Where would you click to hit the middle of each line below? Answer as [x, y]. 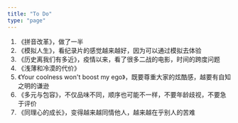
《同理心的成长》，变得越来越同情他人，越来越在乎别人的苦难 [106, 112]
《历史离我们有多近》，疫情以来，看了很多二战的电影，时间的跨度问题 [119, 59]
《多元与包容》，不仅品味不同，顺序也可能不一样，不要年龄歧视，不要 [119, 94]
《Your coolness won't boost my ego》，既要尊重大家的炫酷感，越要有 [118, 77]
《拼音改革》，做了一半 [50, 41]
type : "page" [27, 20]
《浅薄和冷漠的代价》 [49, 68]
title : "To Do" [30, 14]
